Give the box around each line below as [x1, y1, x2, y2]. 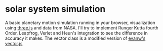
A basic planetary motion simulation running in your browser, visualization [5, 20, 156, 25]
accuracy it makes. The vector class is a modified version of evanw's [5, 35, 146, 41]
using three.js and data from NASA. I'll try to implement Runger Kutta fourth [5, 25, 159, 30]
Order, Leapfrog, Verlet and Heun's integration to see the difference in [5, 30, 148, 36]
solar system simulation [5, 3, 106, 15]
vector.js [5, 40, 23, 46]
